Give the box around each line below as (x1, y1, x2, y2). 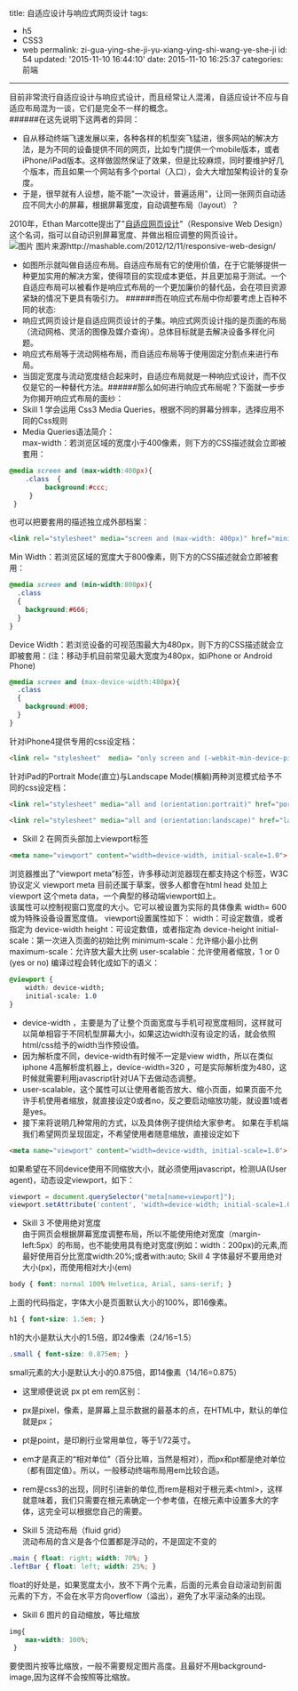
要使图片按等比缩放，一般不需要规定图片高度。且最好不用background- (9, 1661, 267, 1671)
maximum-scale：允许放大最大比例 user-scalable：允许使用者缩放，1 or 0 (9, 946, 280, 957)
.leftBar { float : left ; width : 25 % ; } (9, 1562, 157, 1571)
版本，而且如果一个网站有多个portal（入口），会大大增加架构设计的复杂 (29, 166, 289, 176)
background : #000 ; (25, 702, 90, 712)
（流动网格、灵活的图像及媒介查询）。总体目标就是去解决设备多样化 (21, 326, 268, 336)
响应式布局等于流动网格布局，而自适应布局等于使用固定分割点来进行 (21, 349, 271, 358)
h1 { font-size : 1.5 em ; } (9, 1315, 105, 1324)
